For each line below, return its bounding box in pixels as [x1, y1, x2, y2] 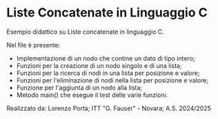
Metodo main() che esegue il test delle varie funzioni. [16, 91, 168, 99]
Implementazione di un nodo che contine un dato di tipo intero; [16, 54, 195, 63]
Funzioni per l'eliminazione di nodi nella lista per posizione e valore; [16, 76, 208, 84]
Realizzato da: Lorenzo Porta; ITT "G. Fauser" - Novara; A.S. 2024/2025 [6, 104, 212, 112]
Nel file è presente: [6, 41, 61, 49]
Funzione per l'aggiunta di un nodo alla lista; [16, 83, 143, 91]
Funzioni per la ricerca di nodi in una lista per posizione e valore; [16, 69, 200, 77]
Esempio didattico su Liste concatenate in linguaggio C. [6, 28, 165, 36]
